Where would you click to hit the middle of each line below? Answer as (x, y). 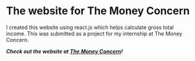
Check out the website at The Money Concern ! (64, 51)
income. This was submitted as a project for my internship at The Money (94, 33)
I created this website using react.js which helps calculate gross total (90, 27)
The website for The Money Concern (98, 11)
